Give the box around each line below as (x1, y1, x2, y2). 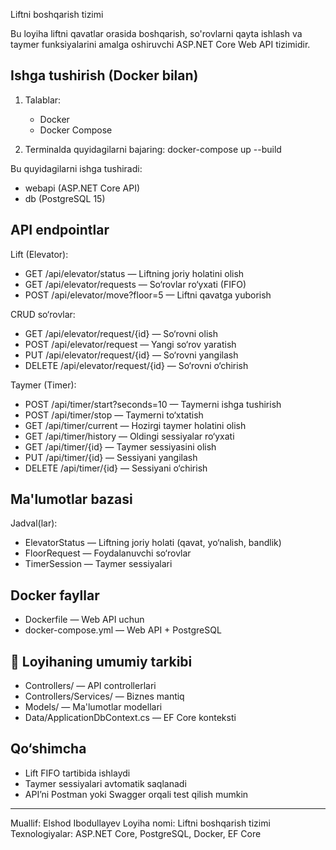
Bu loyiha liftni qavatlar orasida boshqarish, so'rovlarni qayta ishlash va (10, 28, 303, 39)
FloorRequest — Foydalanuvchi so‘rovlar (24, 547, 192, 559)
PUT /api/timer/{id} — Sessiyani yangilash (24, 451, 198, 463)
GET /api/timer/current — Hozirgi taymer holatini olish (24, 419, 247, 431)
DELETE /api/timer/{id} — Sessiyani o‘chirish (24, 462, 208, 474)
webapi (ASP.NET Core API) (24, 182, 141, 194)
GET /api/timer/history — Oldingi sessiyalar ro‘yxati (24, 430, 235, 442)
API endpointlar (10, 222, 110, 239)
